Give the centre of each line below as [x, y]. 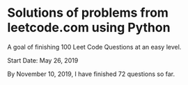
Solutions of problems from [88, 13]
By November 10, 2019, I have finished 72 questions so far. [91, 74]
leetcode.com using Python [89, 28]
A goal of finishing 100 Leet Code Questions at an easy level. [94, 47]
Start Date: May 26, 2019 [43, 60]
